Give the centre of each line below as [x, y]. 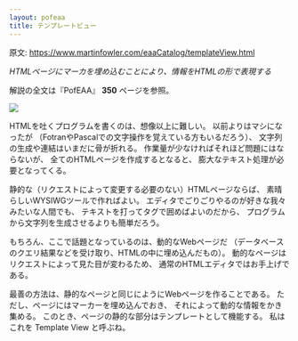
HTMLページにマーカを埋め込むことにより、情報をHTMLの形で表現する [140, 71]
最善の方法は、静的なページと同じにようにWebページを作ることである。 [142, 294]
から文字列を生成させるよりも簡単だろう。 [87, 223]
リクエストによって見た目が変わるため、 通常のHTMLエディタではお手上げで [149, 264]
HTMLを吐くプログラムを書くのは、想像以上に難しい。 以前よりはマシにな [146, 126]
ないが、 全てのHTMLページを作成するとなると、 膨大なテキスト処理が [146, 159]
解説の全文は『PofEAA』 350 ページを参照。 [92, 90]
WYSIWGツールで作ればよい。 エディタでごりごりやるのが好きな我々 [159, 200]
